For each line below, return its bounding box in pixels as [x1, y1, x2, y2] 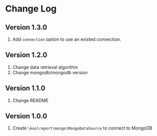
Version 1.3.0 [5, 23, 48, 32]
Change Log [5, 3, 57, 15]
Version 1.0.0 [5, 112, 48, 120]
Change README [12, 97, 49, 103]
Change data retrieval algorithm [12, 64, 78, 70]
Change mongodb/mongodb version [12, 69, 88, 75]
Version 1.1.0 [5, 84, 46, 93]
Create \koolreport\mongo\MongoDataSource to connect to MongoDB [12, 125, 152, 131]
